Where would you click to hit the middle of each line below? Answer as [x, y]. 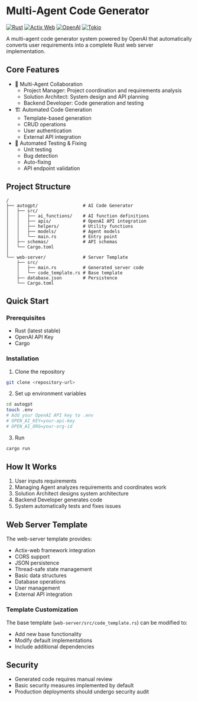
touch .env [20, 410]
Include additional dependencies [54, 646]
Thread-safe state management [53, 569]
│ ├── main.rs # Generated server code [80, 268]
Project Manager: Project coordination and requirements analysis [103, 90]
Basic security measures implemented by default [74, 686]
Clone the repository [40, 371]
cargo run [18, 448]
